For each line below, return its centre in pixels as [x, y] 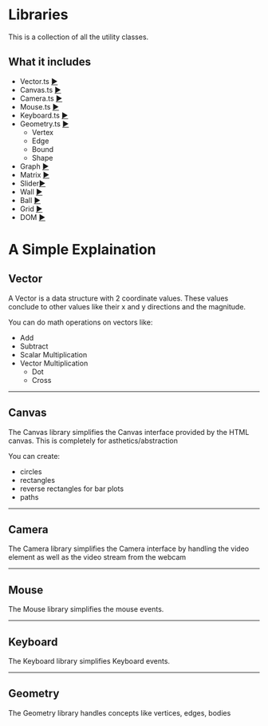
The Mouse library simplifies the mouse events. [86, 609]
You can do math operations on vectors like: [81, 322]
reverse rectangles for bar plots [72, 489]
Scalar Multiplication [53, 354]
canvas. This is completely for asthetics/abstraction [93, 441]
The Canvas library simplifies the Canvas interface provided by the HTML [129, 432]
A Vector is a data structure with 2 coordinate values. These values [118, 298]
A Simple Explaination [83, 249]
